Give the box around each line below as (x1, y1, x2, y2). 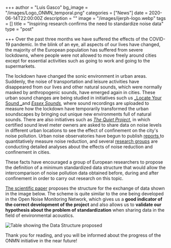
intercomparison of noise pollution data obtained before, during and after (5, 170, 159, 176)
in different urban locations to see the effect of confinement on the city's (5, 127, 158, 133)
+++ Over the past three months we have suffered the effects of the (5, 36, 148, 42)
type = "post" (5, 26, 34, 32)
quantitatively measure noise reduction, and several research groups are (5, 138, 158, 144)
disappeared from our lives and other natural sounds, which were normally (5, 84, 162, 90)
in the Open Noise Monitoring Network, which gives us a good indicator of (5, 196, 162, 202)
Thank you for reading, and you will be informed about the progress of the (5, 232, 161, 238)
